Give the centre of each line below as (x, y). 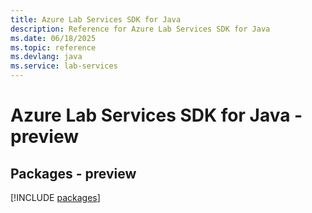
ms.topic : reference (53, 47)
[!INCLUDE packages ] (55, 197)
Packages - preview (73, 173)
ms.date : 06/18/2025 (53, 38)
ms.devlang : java (46, 57)
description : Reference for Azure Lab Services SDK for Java (140, 29)
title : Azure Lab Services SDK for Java (96, 19)
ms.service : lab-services (64, 66)
